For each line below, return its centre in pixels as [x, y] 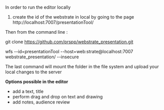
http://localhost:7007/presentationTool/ [53, 22]
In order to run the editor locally [38, 7]
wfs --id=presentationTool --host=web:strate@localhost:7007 [69, 51]
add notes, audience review [41, 102]
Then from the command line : [36, 32]
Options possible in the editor [37, 82]
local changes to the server [33, 72]
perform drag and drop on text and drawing [58, 97]
